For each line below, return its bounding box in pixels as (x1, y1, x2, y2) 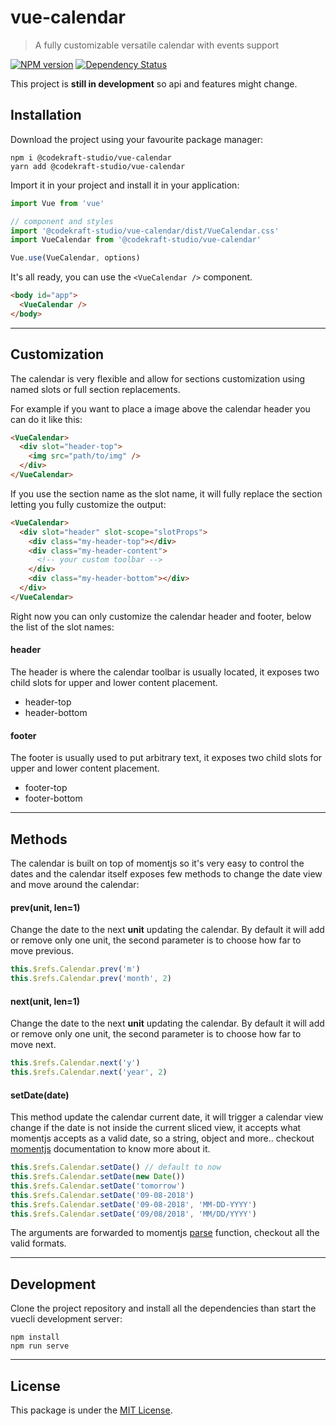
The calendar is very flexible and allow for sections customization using (10, 372, 306, 385)
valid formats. (10, 1237, 67, 1250)
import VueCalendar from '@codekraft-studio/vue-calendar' (10, 235, 262, 245)
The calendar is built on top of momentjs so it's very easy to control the (10, 857, 305, 870)
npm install (10, 1332, 60, 1343)
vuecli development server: (10, 1313, 123, 1325)
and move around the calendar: (10, 879, 140, 891)
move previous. (10, 945, 74, 957)
